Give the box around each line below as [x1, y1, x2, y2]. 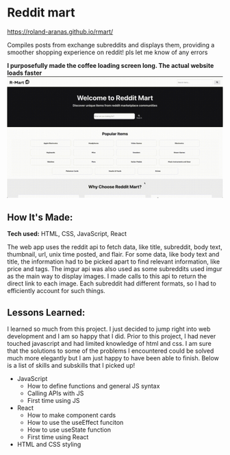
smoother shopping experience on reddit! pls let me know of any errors [7, 48, 208, 56]
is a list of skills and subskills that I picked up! [7, 362, 136, 370]
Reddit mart [7, 5, 75, 21]
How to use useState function [27, 425, 112, 434]
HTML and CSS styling [16, 441, 81, 449]
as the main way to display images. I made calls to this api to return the [7, 272, 207, 281]
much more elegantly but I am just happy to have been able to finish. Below [7, 354, 219, 362]
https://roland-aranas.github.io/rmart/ [7, 27, 114, 36]
